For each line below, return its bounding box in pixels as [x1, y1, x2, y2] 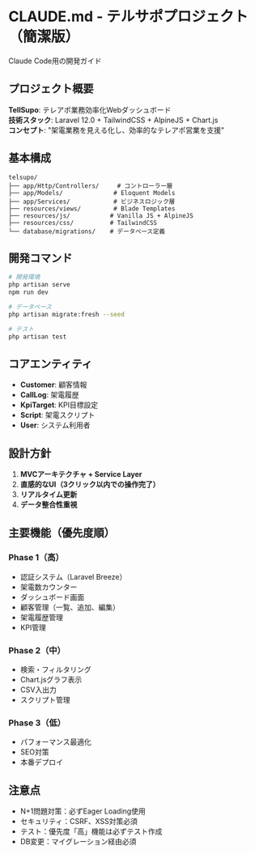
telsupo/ [8, 173, 38, 181]
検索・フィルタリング [19, 665, 91, 674]
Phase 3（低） [8, 717, 66, 729]
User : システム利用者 [19, 420, 91, 430]
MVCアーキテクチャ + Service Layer [19, 469, 142, 479]
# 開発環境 [8, 273, 40, 282]
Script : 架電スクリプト [19, 410, 96, 420]
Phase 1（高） [8, 552, 65, 563]
